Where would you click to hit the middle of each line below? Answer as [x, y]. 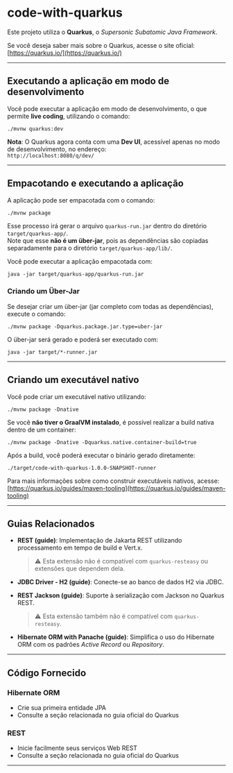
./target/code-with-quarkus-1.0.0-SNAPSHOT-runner [82, 468]
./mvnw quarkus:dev [35, 129]
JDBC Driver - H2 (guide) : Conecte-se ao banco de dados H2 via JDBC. [120, 582]
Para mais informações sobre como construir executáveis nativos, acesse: [113, 481]
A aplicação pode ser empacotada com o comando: [81, 200]
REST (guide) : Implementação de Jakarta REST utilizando [100, 541]
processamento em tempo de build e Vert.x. [80, 548]
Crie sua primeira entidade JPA [61, 708]
